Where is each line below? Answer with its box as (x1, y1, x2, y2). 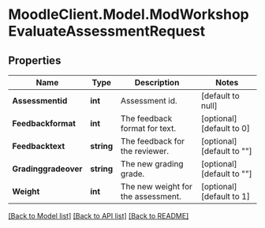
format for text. (121, 123, 176, 133)
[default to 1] (200, 191, 250, 202)
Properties (8, 54, 62, 67)
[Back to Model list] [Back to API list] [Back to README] (8, 211, 189, 220)
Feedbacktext (12, 140, 65, 151)
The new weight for (121, 181, 193, 192)
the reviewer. (121, 146, 170, 156)
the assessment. (121, 191, 181, 202)
